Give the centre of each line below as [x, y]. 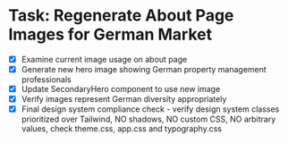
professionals [47, 80]
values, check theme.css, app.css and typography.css [122, 129]
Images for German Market [110, 34]
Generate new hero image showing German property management [144, 69]
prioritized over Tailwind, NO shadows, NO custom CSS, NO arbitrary [148, 119]
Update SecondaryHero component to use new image [121, 89]
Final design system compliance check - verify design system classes [150, 109]
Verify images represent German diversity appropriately [124, 99]
